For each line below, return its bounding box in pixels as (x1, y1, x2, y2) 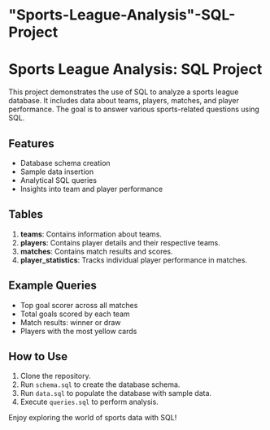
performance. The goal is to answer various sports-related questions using (8, 104, 260, 115)
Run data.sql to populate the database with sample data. (20, 389, 212, 398)
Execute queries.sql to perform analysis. (20, 397, 159, 407)
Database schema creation (20, 158, 111, 167)
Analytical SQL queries (20, 175, 98, 185)
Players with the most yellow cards (20, 326, 137, 336)
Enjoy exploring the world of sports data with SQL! (8, 413, 177, 423)
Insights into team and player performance (20, 184, 163, 193)
